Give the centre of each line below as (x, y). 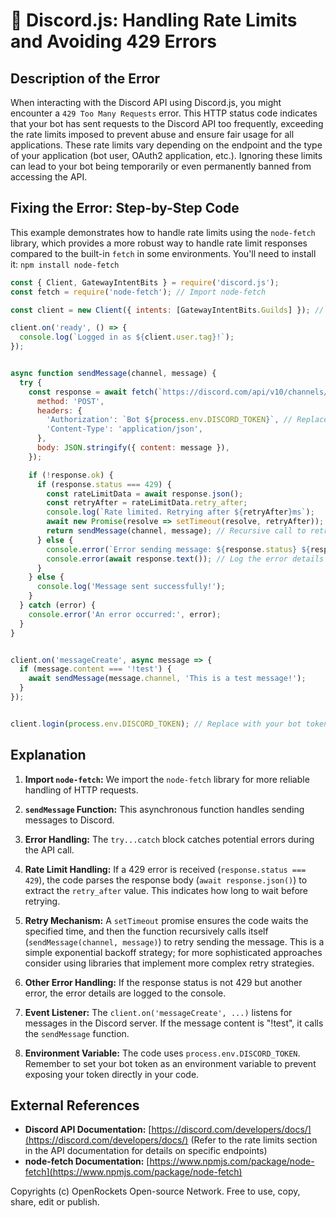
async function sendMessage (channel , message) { (113, 374)
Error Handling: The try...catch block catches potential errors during (169, 839)
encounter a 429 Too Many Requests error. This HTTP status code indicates (164, 113)
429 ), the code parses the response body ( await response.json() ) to (166, 880)
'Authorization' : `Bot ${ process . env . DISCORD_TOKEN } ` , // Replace (187, 420)
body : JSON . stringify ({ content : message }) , (133, 448)
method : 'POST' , (70, 401)
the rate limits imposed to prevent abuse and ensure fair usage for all (152, 134)
